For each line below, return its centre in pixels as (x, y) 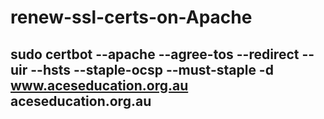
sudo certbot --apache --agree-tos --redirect (155, 54)
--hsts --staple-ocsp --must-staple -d (152, 69)
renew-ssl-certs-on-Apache (131, 17)
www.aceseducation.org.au (99, 85)
